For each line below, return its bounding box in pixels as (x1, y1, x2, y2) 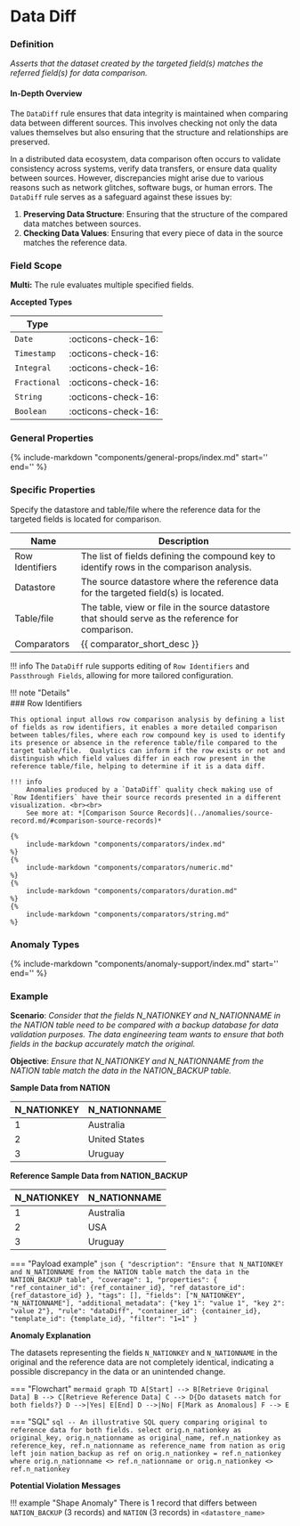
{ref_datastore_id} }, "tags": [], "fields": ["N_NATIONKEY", (10, 1291, 246, 1301)
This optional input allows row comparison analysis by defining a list (10, 715, 286, 724)
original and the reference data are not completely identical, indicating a (10, 1357, 274, 1368)
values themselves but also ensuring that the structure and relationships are (10, 126, 288, 137)
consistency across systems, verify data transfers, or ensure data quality (10, 163, 278, 174)
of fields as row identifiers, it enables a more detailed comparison (10, 723, 278, 732)
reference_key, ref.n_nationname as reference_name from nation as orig (10, 1441, 286, 1450)
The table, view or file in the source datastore (80, 601, 271, 613)
